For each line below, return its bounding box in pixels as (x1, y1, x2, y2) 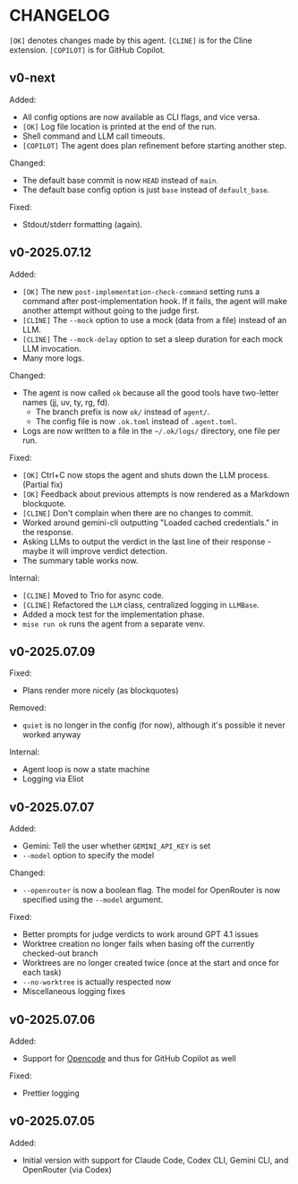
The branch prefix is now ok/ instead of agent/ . (35, 406, 210, 417)
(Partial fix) (21, 479, 64, 490)
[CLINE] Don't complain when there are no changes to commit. (21, 507, 253, 518)
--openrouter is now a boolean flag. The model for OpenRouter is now (21, 885, 281, 896)
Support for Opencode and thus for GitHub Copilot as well (21, 1053, 237, 1063)
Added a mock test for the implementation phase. (21, 609, 206, 619)
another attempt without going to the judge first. (21, 305, 200, 316)
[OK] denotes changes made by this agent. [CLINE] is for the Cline (9, 35, 252, 46)
